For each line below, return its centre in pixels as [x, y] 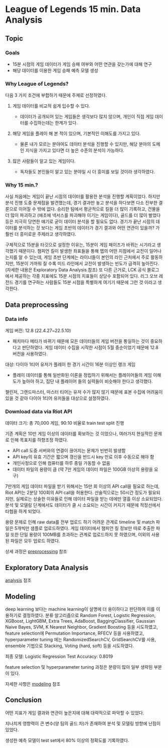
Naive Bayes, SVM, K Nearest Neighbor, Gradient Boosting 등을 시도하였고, [81, 627]
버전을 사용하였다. [30, 354]
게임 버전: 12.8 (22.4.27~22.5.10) [38, 331]
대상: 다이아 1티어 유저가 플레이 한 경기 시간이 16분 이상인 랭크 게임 [70, 364]
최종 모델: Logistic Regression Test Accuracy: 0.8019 [59, 657]
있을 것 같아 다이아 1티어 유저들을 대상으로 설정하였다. [58, 398]
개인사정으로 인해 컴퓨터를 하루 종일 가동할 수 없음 [61, 463]
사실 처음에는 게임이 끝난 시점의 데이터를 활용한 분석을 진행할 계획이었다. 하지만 [83, 197]
